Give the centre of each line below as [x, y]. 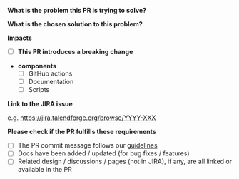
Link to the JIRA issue [40, 104]
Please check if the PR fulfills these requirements [82, 132]
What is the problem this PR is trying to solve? [77, 10]
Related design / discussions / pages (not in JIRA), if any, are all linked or [125, 162]
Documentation [51, 82]
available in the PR [45, 170]
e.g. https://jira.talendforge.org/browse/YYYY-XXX [82, 118]
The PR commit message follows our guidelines [88, 145]
